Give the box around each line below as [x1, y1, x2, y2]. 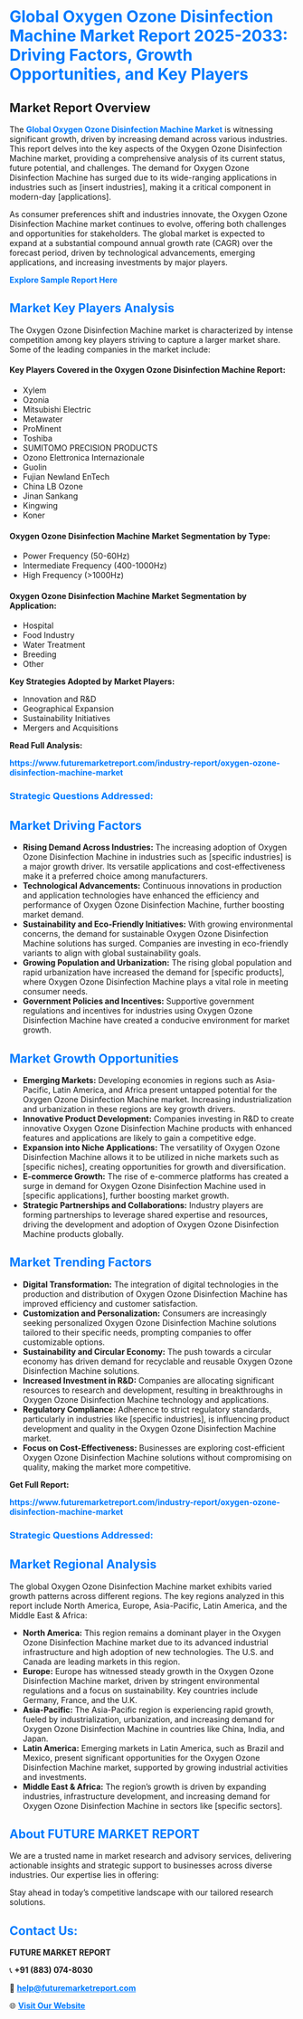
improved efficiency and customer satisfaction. [22, 1298, 199, 1309]
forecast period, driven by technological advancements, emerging [9, 247, 256, 258]
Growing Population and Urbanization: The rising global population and [22, 957, 292, 968]
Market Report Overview [9, 100, 151, 115]
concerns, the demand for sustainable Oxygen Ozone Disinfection [22, 929, 269, 939]
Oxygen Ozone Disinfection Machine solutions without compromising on [22, 1452, 292, 1462]
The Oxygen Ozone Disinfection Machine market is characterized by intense [9, 324, 294, 336]
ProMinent [22, 424, 62, 434]
